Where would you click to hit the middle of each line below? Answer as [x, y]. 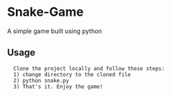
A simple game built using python [54, 31]
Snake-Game [46, 12]
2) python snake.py [41, 80]
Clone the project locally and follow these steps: [89, 68]
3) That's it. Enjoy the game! [58, 87]
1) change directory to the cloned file [72, 74]
